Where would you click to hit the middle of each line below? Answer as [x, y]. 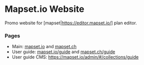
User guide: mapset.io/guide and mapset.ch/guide [64, 52]
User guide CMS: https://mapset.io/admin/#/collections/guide [75, 57]
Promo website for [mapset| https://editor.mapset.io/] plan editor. [71, 23]
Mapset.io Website [45, 9]
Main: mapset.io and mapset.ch [44, 47]
